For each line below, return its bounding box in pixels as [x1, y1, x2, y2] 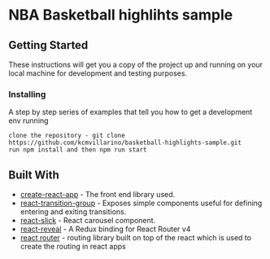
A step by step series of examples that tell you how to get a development [8, 108, 253, 117]
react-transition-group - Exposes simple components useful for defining [20, 198, 263, 209]
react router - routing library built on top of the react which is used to [20, 233, 252, 243]
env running [8, 116, 49, 125]
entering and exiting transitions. [20, 207, 127, 217]
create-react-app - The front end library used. [20, 190, 176, 200]
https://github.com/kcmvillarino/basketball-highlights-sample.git [8, 138, 242, 147]
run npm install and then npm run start [8, 146, 148, 154]
